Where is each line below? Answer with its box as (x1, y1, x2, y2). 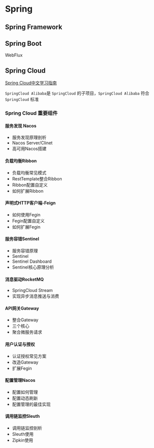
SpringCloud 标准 (5, 97, 39, 102)
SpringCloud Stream (12, 288, 53, 293)
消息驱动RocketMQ (5, 276, 44, 282)
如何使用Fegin (12, 212, 40, 217)
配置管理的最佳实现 (12, 401, 51, 407)
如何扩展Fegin (12, 224, 40, 230)
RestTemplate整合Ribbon (12, 175, 62, 181)
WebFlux (5, 52, 23, 58)
